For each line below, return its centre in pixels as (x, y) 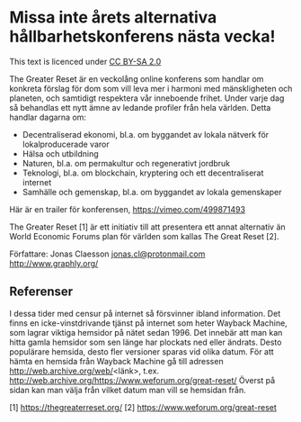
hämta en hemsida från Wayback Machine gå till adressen (116, 361)
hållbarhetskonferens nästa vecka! (142, 36)
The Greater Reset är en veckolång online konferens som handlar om (137, 78)
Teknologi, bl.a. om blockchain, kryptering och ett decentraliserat (143, 173)
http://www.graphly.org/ (54, 263)
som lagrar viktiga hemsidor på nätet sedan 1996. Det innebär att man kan (146, 332)
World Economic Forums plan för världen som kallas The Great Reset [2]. (144, 236)
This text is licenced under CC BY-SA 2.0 (85, 61)
